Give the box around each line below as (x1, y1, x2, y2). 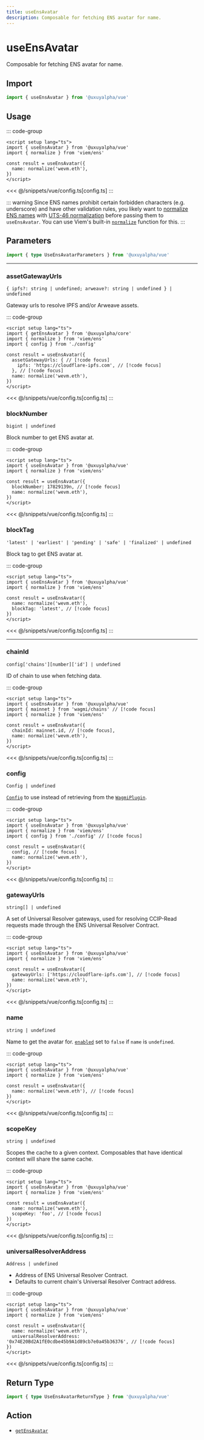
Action (6, 1410, 32, 1421)
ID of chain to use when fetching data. (6, 672, 102, 679)
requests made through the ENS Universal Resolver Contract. (6, 921, 160, 929)
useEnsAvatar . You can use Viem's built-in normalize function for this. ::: (6, 218, 185, 225)
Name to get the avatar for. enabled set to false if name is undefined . (6, 1038, 175, 1045)
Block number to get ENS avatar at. (6, 434, 94, 441)
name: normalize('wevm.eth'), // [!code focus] (12, 1088, 135, 1094)
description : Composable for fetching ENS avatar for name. (6, 15, 162, 21)
